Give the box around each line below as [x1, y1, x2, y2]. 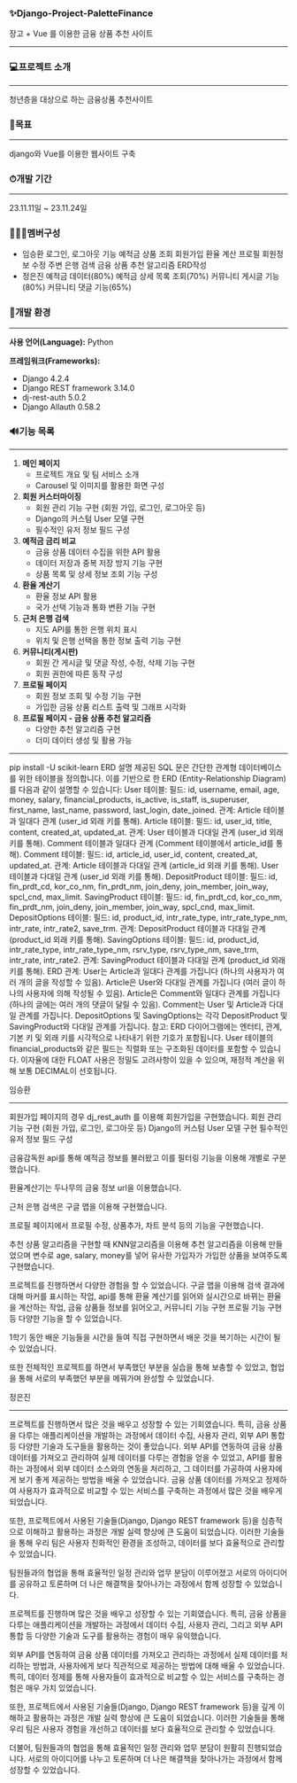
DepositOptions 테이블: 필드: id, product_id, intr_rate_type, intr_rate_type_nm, [9, 912, 288, 923]
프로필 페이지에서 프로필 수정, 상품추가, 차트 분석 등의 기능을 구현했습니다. [9, 1220, 263, 1231]
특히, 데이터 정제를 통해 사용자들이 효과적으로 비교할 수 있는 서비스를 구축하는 [9, 1671, 276, 1682]
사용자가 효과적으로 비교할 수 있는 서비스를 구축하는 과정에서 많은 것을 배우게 [18, 1485, 283, 1496]
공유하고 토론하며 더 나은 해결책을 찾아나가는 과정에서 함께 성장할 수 [18, 1578, 252, 1589]
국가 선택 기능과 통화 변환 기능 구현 [34, 602, 156, 613]
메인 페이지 [21, 458, 60, 469]
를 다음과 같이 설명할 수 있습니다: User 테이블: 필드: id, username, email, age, [9, 784, 280, 795]
